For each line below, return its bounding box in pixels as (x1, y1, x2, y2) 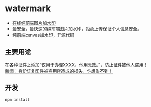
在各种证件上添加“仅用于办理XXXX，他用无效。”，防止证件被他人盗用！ (5, 62, 148, 68)
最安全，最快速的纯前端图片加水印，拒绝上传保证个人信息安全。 (12, 26, 142, 32)
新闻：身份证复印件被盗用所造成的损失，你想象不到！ (5, 68, 113, 74)
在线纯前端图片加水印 (12, 20, 56, 26)
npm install (5, 97, 30, 102)
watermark (5, 3, 51, 14)
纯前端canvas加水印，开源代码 (12, 32, 75, 38)
